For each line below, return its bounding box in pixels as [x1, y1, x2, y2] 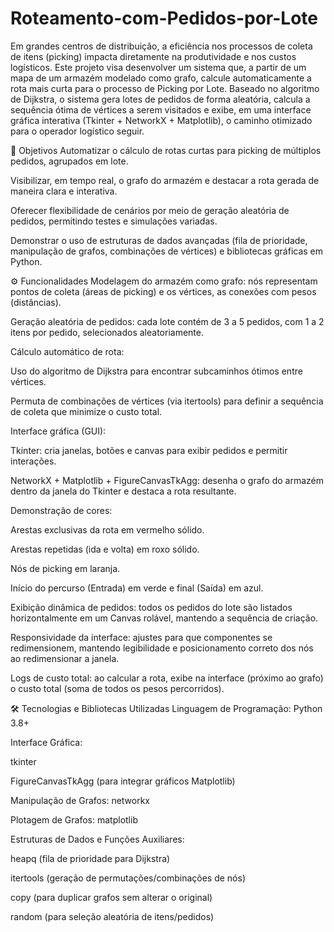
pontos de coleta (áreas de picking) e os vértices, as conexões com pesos [10, 285, 317, 297]
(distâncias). [10, 296, 62, 308]
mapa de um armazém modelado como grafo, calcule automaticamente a [10, 72, 312, 84]
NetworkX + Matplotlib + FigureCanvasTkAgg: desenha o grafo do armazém [10, 474, 325, 486]
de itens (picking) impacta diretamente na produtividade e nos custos [10, 50, 297, 62]
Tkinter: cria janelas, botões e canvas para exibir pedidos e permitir [10, 444, 288, 456]
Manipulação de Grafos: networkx [10, 794, 151, 806]
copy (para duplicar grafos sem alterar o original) [10, 891, 213, 903]
